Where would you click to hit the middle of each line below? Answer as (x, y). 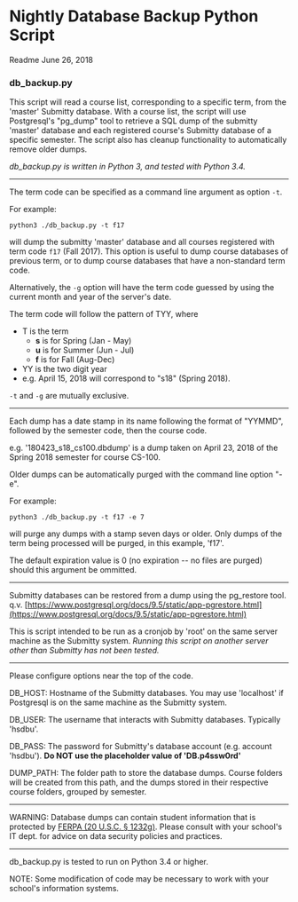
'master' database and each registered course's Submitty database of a (141, 131)
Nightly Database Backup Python (134, 16)
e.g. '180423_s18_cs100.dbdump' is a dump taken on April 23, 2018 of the (144, 448)
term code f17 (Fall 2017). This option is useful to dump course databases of (149, 251)
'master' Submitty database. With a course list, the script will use (128, 112)
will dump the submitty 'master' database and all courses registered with (142, 242)
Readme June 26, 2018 (51, 59)
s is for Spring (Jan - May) (83, 341)
